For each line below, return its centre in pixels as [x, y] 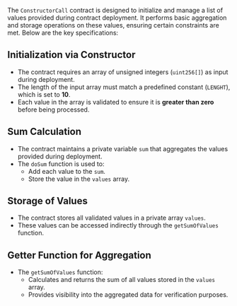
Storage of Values [48, 201]
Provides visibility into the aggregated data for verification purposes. [128, 295]
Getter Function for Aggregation [80, 255]
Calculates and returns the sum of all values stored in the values [122, 280]
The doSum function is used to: [61, 164]
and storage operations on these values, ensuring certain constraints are [113, 25]
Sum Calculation [45, 132]
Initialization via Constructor [71, 55]
